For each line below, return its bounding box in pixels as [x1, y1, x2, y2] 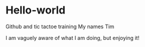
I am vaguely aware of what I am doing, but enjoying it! [5, 34, 140, 41]
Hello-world [5, 4, 66, 17]
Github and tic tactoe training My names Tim [5, 23, 115, 30]
